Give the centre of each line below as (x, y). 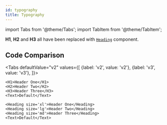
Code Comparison (35, 55)
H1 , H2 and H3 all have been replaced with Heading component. (72, 39)
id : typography (21, 10)
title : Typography (25, 15)
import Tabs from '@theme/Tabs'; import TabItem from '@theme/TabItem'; (84, 29)
